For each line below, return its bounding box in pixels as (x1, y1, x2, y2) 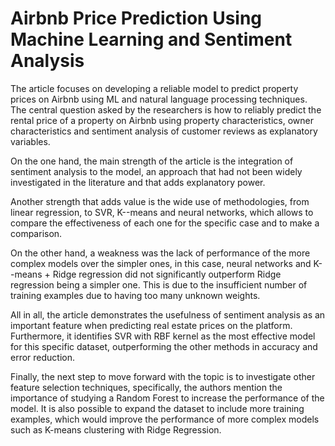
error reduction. (10, 351, 76, 363)
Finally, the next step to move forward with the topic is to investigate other (10, 370, 316, 382)
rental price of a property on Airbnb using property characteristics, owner (10, 114, 314, 126)
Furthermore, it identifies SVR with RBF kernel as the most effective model (10, 330, 316, 342)
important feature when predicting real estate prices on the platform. (10, 319, 293, 331)
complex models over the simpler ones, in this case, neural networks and (10, 257, 312, 269)
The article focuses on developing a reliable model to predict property (10, 82, 299, 94)
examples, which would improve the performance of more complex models (10, 413, 320, 425)
